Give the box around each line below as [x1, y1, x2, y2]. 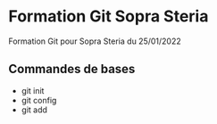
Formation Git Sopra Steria [8, 6, 209, 27]
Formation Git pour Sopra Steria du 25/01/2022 [8, 36, 181, 46]
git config [21, 95, 57, 105]
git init [21, 85, 45, 95]
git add [21, 104, 48, 115]
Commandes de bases [8, 62, 136, 77]
